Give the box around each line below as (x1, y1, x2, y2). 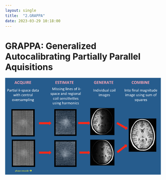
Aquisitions (5, 61, 53, 73)
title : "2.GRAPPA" (5, 13, 45, 18)
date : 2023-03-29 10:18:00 (5, 18, 61, 23)
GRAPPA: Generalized (5, 40, 97, 51)
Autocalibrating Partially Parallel (5, 51, 141, 62)
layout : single (5, 8, 37, 13)
